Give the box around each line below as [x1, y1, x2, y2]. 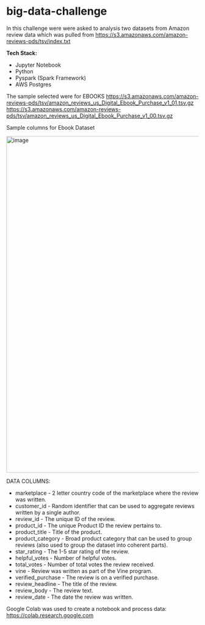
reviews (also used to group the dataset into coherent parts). [15, 541, 168, 549]
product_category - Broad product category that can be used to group [15, 534, 192, 542]
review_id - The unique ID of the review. [15, 515, 116, 522]
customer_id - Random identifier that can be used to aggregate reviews [15, 502, 195, 509]
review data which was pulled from [6, 31, 95, 38]
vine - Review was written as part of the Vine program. [15, 567, 153, 574]
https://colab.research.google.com [6, 612, 94, 619]
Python [15, 67, 34, 75]
